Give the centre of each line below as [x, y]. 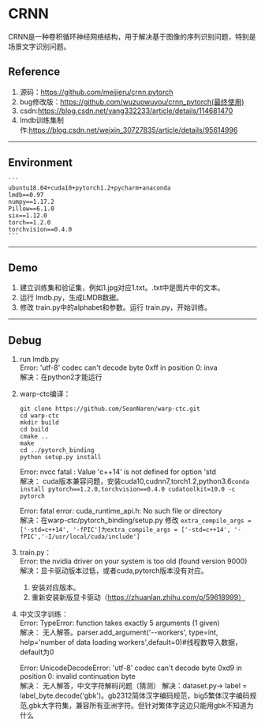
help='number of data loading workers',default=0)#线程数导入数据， [131, 642]
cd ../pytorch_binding [57, 450]
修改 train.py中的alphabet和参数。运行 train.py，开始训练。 [116, 307]
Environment [41, 163]
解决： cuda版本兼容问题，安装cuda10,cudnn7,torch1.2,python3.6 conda [134, 481]
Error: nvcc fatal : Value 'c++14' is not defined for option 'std [118, 472]
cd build [34, 430]
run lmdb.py [39, 360]
